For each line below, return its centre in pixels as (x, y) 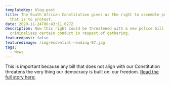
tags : (11, 47)
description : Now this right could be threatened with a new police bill (85, 29)
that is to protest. (31, 19)
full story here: (20, 77)
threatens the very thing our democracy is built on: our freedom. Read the (82, 71)
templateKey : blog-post (30, 10)
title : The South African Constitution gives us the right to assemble (82, 15)
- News (17, 52)
